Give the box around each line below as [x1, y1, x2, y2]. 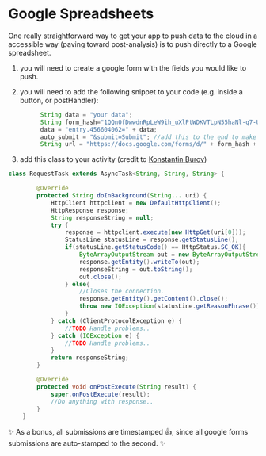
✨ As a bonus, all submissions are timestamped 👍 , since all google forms [8, 427, 249, 437]
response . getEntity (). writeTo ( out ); [78, 258, 200, 266]
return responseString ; [50, 354, 129, 362]
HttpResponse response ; [50, 206, 129, 214]
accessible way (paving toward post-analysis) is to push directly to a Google [8, 39, 257, 48]
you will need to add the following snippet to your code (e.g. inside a [19, 86, 243, 96]
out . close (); [78, 273, 123, 281]
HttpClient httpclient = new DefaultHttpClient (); [50, 199, 222, 207]
